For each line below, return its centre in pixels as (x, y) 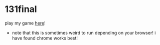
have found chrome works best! (45, 38)
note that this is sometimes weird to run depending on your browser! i (84, 32)
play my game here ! (25, 23)
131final (21, 9)
